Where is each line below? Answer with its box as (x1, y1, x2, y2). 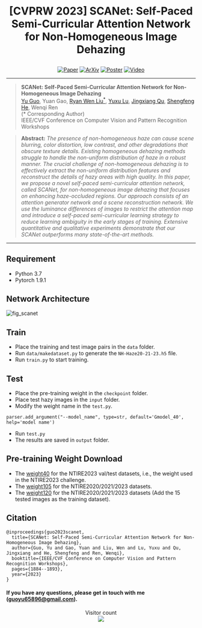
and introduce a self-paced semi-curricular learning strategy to (20, 211, 179, 218)
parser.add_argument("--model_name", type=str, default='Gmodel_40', (6, 414, 185, 420)
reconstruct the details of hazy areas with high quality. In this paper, (20, 173, 191, 180)
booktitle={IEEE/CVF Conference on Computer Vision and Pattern (11, 555, 176, 562)
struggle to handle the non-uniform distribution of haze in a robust (20, 154, 186, 161)
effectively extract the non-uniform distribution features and (20, 167, 171, 174)
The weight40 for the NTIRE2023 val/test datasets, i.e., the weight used (14, 469, 193, 477)
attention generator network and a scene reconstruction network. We (20, 198, 194, 206)
